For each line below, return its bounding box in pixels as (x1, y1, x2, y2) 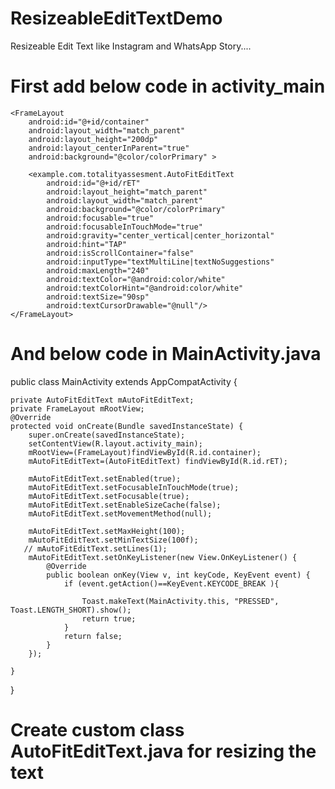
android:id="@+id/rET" (46, 178, 141, 188)
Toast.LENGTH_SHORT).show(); (10, 605, 132, 615)
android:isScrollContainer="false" (46, 248, 195, 258)
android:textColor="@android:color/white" (46, 274, 226, 284)
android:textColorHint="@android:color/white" (46, 283, 244, 293)
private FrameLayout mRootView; (10, 403, 145, 414)
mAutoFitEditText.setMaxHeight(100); (28, 526, 186, 536)
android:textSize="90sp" (46, 292, 150, 302)
